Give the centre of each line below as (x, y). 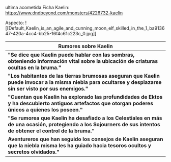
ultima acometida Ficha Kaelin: (37, 7)
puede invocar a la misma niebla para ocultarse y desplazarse (85, 82)
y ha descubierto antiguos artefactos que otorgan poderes (81, 103)
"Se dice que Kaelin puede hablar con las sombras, (71, 55)
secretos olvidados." (34, 152)
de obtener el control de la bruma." (51, 131)
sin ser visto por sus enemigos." (48, 89)
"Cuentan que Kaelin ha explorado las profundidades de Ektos (85, 97)
